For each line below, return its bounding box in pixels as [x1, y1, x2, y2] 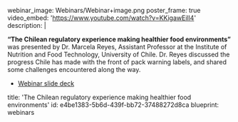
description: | [7, 21, 46, 29]
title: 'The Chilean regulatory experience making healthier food [7, 93, 192, 101]
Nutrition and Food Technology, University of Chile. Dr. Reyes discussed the [7, 50, 230, 59]
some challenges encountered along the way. [7, 66, 141, 73]
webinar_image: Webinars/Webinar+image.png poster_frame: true [7, 6, 201, 14]
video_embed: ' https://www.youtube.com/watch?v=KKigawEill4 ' [7, 14, 197, 22]
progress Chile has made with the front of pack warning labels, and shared [7, 58, 227, 66]
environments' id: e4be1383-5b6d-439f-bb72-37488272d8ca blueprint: [7, 101, 219, 109]
